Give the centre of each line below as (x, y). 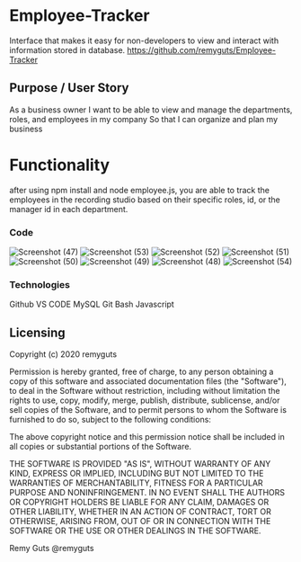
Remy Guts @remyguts (52, 549)
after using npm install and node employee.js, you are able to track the (140, 190)
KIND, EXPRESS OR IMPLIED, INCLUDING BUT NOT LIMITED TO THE (137, 474)
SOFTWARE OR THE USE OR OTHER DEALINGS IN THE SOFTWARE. (135, 531)
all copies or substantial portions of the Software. (100, 447)
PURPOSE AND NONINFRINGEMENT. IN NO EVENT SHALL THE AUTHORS (147, 493)
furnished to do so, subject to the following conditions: (110, 420)
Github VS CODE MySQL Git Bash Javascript (92, 304)
